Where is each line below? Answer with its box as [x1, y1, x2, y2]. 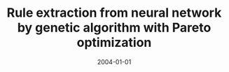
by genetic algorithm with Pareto [17, 20, 211, 36]
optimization [76, 35, 152, 50]
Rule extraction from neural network [6, 5, 222, 21]
